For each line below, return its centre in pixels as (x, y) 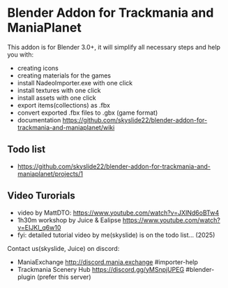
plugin (26, 277)
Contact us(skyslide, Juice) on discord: (63, 248)
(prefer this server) (64, 277)
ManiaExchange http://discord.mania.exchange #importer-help (108, 262)
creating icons (38, 68)
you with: (20, 55)
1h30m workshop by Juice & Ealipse (69, 220)
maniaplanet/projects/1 (50, 173)
